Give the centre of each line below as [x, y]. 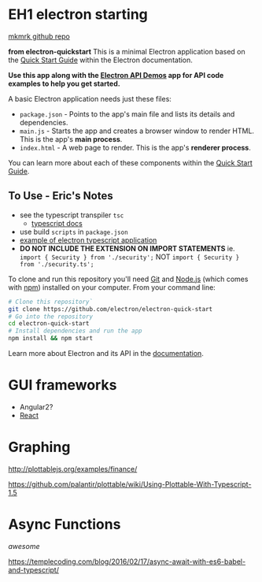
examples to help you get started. [64, 83]
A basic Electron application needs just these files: [90, 98]
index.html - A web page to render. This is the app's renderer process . [135, 147]
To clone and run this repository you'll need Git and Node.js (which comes [128, 279]
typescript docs [57, 223]
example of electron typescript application [88, 240]
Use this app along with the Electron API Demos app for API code [116, 75]
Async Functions [65, 525]
